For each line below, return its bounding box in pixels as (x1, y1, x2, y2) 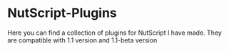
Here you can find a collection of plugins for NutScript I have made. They (7, 28, 223, 37)
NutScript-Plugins (7, 5, 118, 21)
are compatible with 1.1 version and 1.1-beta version (7, 35, 158, 44)
